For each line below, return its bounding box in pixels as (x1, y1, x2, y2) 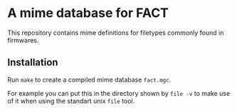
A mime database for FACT (7, 5, 169, 21)
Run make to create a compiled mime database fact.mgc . (7, 75, 172, 84)
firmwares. (7, 35, 39, 44)
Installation (7, 57, 58, 69)
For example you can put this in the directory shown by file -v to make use (7, 89, 231, 97)
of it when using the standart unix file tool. (7, 96, 135, 105)
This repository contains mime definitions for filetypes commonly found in (7, 28, 224, 37)
